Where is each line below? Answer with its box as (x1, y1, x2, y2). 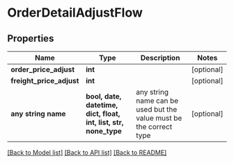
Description (140, 53, 180, 62)
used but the (135, 105, 178, 114)
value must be (135, 113, 182, 123)
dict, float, (86, 109, 120, 119)
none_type (86, 126, 122, 136)
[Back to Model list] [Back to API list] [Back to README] (7, 148, 167, 157)
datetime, (86, 101, 118, 110)
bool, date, (86, 92, 122, 101)
